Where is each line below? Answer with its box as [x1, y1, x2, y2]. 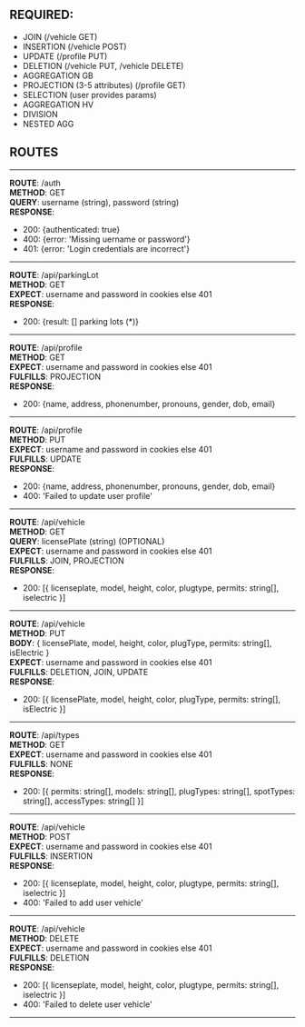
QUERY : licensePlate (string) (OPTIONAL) [9, 535, 165, 546]
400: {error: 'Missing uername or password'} [22, 234, 191, 244]
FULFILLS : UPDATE [9, 454, 82, 464]
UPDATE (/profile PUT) [22, 50, 108, 62]
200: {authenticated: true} [22, 224, 121, 234]
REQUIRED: [9, 7, 74, 23]
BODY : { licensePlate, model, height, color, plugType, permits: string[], [9, 637, 272, 648]
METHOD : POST [9, 831, 71, 842]
